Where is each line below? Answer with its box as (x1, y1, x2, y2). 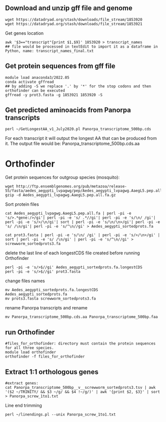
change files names (5, 278, 45, 284)
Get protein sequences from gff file (5, 62, 116, 70)
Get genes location (5, 30, 44, 36)
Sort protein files (5, 201, 40, 207)
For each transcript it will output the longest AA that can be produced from (5, 135, 157, 141)
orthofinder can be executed (5, 88, 65, 93)
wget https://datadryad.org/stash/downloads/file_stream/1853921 (5, 21, 142, 26)
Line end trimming (5, 403, 42, 408)
